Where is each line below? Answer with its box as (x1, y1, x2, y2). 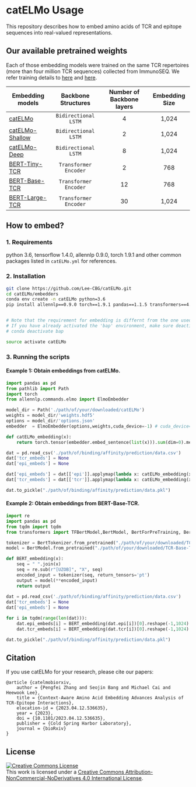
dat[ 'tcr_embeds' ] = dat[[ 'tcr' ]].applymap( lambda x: (6, 477, 140, 483)
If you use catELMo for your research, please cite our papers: (6, 668, 154, 675)
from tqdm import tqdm (6, 524, 61, 530)
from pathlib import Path (6, 385, 69, 392)
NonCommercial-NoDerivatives (6, 775, 82, 782)
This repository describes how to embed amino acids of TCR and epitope (6, 23, 182, 30)
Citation (6, 653, 36, 662)
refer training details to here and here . (6, 74, 97, 81)
